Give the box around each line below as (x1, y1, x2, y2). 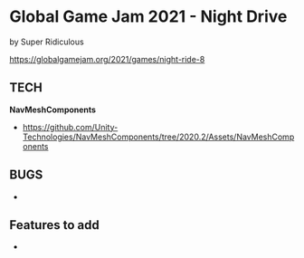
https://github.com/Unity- (22, 121, 119, 132)
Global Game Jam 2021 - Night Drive (9, 6, 288, 27)
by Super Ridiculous (9, 36, 84, 47)
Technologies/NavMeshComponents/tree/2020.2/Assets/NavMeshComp (22, 131, 295, 142)
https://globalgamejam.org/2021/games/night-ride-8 (9, 53, 205, 64)
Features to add (9, 217, 100, 233)
